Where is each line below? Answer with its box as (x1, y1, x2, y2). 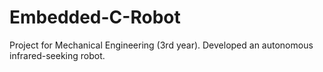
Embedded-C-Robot (9, 6, 181, 29)
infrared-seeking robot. (9, 49, 106, 61)
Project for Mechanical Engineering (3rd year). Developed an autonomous (9, 39, 314, 51)
